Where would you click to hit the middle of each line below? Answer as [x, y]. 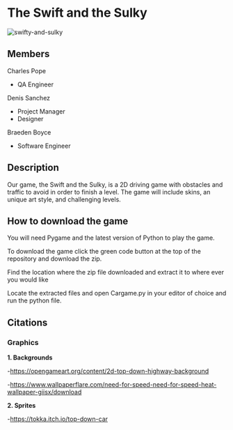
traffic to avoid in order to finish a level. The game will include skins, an [109, 192]
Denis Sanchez [29, 98]
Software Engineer [44, 146]
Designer [30, 118]
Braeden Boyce [29, 132]
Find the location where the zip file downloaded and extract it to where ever [116, 272]
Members [29, 54]
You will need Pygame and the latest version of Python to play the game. [111, 238]
